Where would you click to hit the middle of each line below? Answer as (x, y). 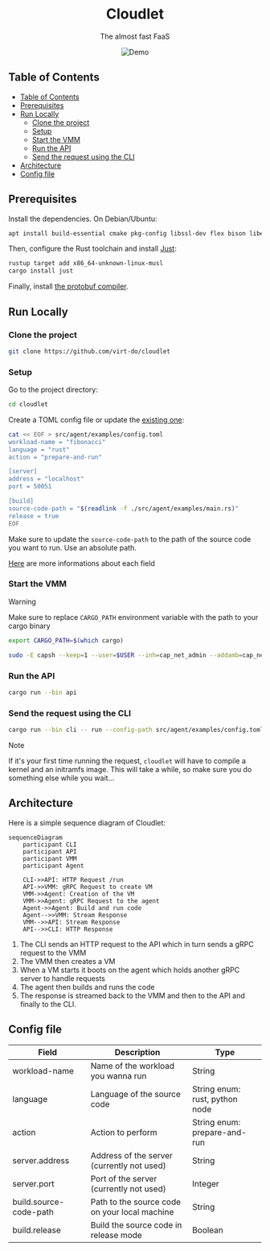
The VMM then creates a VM (67, 961)
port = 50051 (30, 487)
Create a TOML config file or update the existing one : (96, 419)
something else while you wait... (61, 778)
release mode (116, 1235)
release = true (34, 516)
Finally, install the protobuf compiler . (68, 286)
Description (137, 1052)
